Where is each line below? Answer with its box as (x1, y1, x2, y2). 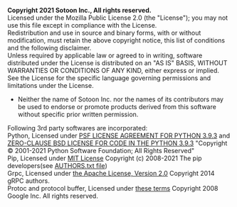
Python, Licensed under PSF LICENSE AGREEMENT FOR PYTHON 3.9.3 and (7, 131, 231, 140)
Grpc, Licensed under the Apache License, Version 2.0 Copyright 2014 (7, 169, 215, 177)
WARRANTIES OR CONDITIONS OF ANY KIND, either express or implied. (7, 67, 219, 74)
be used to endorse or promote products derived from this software (17, 103, 217, 111)
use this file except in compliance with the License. (7, 21, 157, 29)
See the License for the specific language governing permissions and (7, 74, 211, 82)
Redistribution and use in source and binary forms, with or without (7, 28, 201, 37)
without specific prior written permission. (17, 110, 139, 118)
